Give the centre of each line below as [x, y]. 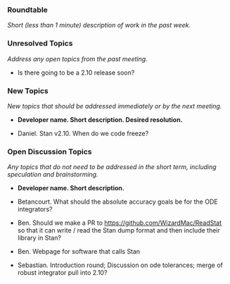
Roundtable [27, 10]
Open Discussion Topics [50, 152]
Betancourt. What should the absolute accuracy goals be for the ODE [117, 202]
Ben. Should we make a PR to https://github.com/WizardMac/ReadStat [120, 223]
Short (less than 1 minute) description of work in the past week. [99, 25]
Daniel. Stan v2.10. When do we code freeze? [83, 133]
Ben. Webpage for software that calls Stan [79, 252]
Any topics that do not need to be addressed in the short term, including [112, 167]
